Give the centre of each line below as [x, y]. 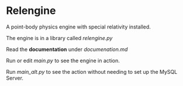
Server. [15, 78]
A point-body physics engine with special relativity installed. [78, 27]
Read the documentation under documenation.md [67, 49]
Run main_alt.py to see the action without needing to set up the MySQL [92, 71]
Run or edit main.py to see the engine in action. [63, 60]
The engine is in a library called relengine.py [59, 38]
